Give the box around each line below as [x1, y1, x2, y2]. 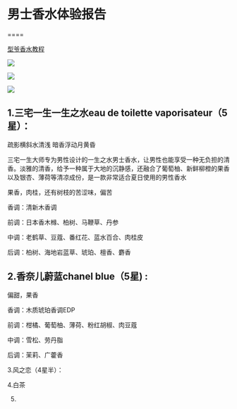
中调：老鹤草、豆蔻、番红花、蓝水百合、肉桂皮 [7, 233, 143, 241]
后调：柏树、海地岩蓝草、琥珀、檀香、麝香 [7, 248, 131, 256]
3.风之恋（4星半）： [7, 365, 63, 374]
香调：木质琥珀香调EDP [7, 305, 75, 314]
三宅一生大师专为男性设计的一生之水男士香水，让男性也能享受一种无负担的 [7, 155, 224, 164]
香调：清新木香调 [7, 202, 57, 212]
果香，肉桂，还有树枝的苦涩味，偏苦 [7, 188, 113, 196]
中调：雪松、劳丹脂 [7, 336, 63, 344]
